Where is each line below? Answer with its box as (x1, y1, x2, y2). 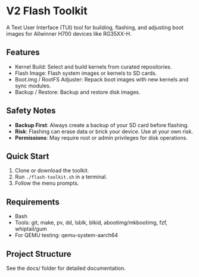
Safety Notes (6, 106, 56, 116)
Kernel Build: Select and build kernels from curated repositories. (14, 63, 172, 70)
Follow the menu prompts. (14, 180, 79, 187)
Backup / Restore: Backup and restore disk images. (14, 88, 141, 96)
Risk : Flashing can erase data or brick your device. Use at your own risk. (14, 128, 194, 135)
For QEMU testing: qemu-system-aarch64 (14, 232, 118, 239)
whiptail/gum (14, 225, 47, 232)
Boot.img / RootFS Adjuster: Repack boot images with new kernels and (14, 75, 189, 83)
